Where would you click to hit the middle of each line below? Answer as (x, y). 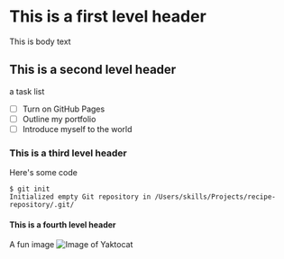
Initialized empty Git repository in (80, 197)
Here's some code (44, 173)
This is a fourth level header (63, 224)
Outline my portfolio (59, 119)
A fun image (32, 245)
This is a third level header (69, 153)
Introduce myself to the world (77, 129)
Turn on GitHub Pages (64, 109)
